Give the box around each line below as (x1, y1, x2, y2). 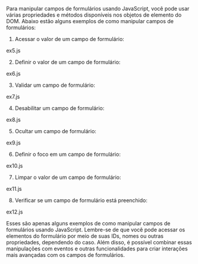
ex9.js (6, 139, 21, 146)
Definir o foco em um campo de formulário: (14, 151, 121, 158)
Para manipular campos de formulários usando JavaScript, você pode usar (6, 5, 190, 12)
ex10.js (6, 162, 23, 169)
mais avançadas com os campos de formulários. (6, 252, 125, 258)
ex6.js (6, 70, 21, 77)
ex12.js (6, 208, 23, 215)
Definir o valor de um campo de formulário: (14, 59, 121, 65)
